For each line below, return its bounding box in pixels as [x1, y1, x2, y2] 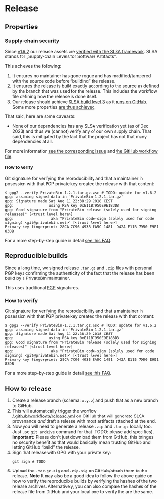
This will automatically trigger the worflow [12, 408, 97, 414]
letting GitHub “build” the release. [12, 444, 80, 450]
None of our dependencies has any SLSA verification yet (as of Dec [12, 123, 149, 129]
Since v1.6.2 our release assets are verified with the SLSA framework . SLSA [5, 48, 158, 54]
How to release [5, 384, 52, 393]
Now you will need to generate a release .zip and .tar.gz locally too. [12, 423, 152, 429]
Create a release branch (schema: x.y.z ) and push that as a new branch [12, 397, 158, 403]
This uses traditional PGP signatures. [5, 284, 79, 290]
